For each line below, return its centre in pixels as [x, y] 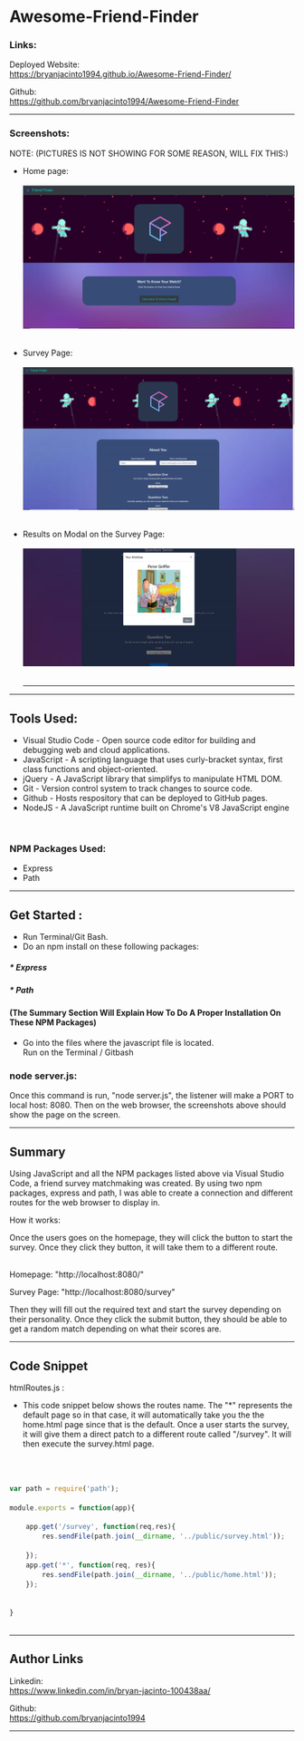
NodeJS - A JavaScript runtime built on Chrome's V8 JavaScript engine [156, 808]
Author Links [47, 1659]
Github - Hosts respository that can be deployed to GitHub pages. [145, 798]
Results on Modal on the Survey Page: [94, 534]
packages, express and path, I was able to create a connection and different [151, 1193]
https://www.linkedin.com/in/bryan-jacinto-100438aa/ [110, 1690]
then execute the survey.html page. [88, 1444]
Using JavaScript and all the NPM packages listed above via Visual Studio [147, 1174]
